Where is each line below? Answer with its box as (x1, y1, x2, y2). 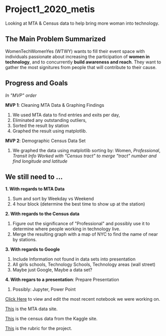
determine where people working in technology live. (12, 226, 121, 232)
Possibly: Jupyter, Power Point (12, 286, 76, 293)
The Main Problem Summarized (5, 35, 106, 43)
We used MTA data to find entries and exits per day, (12, 112, 120, 118)
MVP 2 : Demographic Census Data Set (5, 138, 86, 144)
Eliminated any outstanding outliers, (12, 117, 87, 123)
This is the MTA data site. (5, 306, 58, 312)
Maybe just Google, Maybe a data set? (12, 267, 93, 273)
